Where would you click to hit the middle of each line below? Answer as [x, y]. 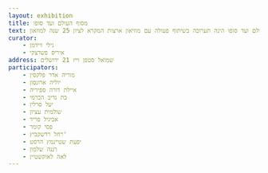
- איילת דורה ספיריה [50, 90]
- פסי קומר [38, 127]
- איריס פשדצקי [44, 53]
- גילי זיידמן [38, 45]
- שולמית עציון [42, 112]
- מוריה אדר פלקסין [49, 75]
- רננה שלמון [40, 149]
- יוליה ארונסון [42, 82]
